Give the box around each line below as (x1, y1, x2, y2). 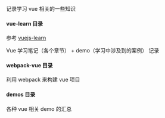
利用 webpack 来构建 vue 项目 (6, 76, 80, 83)
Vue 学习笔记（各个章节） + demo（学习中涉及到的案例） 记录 (6, 47, 160, 54)
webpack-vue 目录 (6, 61, 53, 69)
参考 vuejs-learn (6, 35, 46, 42)
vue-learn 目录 (6, 20, 43, 27)
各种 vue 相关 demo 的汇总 (6, 105, 72, 112)
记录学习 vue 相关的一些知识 (6, 5, 76, 12)
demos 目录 (6, 91, 36, 98)
